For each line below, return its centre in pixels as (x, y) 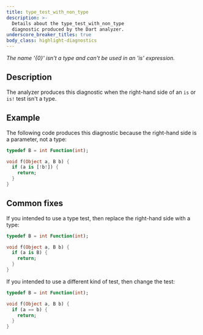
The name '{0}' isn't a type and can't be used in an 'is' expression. (91, 58)
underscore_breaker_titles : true (49, 35)
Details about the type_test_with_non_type (68, 23)
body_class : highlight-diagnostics (52, 40)
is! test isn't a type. (31, 98)
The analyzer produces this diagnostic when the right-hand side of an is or (101, 92)
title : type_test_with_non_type (47, 12)
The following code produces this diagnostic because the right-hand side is (102, 133)
